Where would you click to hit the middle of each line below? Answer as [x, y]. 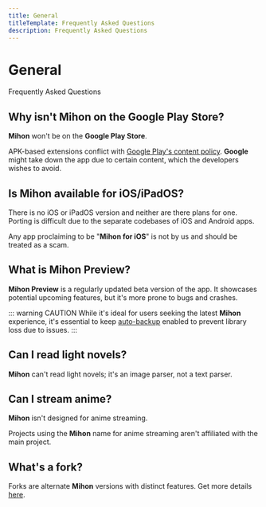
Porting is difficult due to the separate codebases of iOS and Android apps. [131, 220]
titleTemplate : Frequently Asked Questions [82, 23]
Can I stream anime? [60, 399]
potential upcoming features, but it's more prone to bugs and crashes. [123, 297]
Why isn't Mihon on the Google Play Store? [116, 117]
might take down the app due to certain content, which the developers [123, 160]
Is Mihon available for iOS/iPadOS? [96, 193]
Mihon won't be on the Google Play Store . [78, 136]
